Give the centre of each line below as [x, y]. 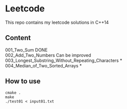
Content [18, 38]
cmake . [13, 93]
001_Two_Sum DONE [27, 50]
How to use [23, 82]
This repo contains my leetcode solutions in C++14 [57, 22]
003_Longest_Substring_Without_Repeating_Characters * [64, 60]
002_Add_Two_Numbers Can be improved [48, 55]
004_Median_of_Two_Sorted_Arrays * [43, 65]
